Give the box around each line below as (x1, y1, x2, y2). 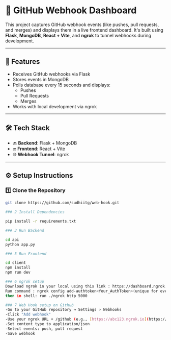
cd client (5, 260, 26, 265)
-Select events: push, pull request (5, 326, 83, 331)
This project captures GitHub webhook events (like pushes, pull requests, (5, 21, 159, 28)
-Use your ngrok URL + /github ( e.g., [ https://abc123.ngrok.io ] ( (5, 317, 149, 322)
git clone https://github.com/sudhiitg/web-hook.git (5, 200, 120, 206)
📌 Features (5, 57, 40, 66)
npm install (5, 265, 31, 270)
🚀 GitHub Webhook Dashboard (5, 5, 137, 16)
